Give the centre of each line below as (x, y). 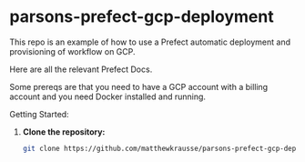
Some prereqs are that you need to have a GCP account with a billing (139, 86)
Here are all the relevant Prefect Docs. (81, 69)
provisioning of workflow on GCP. (72, 51)
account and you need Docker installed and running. (108, 96)
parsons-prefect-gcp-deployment (142, 17)
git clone (41, 148)
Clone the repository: (64, 132)
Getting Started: (40, 114)
